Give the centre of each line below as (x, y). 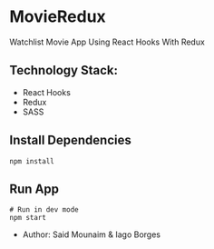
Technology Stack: (64, 70)
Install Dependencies (70, 140)
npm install (32, 161)
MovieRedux (58, 17)
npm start (28, 218)
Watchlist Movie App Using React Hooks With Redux (107, 42)
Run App (34, 189)
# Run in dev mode (44, 210)
